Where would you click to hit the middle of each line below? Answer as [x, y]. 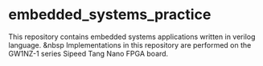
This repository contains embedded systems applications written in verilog [132, 37]
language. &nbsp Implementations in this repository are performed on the [130, 45]
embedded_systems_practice [110, 15]
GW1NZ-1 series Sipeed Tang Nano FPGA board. [88, 53]
